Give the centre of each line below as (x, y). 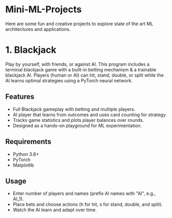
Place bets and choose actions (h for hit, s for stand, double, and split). (88, 205)
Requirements (28, 142)
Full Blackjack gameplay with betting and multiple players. (74, 109)
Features (20, 97)
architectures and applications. (38, 29)
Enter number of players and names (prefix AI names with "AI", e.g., (84, 193)
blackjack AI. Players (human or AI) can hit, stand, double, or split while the (85, 75)
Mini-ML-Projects (44, 10)
